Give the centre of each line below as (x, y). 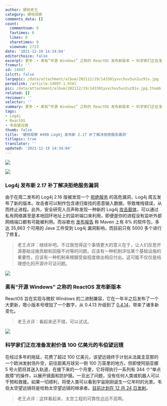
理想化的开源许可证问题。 (43, 263)
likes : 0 (19, 38)
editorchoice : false (27, 56)
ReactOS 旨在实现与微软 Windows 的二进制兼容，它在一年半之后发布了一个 (82, 299)
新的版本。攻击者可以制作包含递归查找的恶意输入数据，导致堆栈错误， (85, 203)
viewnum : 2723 (24, 47)
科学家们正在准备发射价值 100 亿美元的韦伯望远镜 (64, 345)
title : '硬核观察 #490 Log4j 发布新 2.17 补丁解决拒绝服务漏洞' (67, 135)
